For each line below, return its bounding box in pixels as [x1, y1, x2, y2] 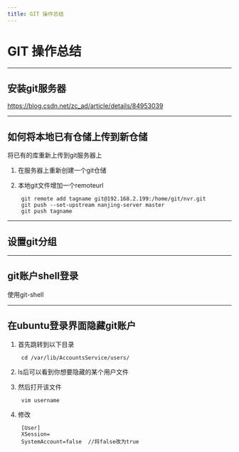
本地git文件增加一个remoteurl [17, 181, 104, 190]
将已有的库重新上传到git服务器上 [7, 151, 102, 160]
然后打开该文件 [17, 382, 62, 391]
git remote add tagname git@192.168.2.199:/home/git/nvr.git [21, 195, 206, 203]
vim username [21, 397, 60, 404]
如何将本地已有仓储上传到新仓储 [7, 131, 148, 143]
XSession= [21, 431, 51, 438]
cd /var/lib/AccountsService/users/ [21, 354, 130, 361]
